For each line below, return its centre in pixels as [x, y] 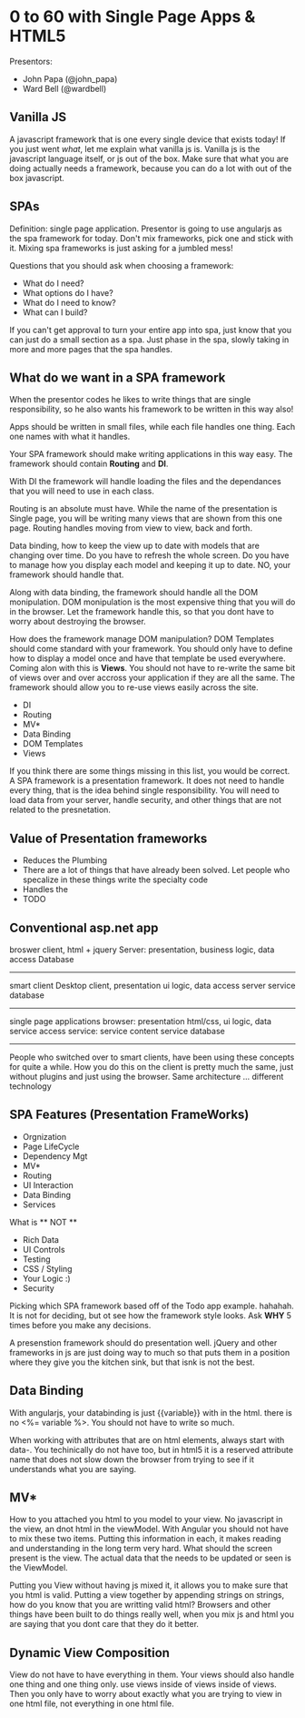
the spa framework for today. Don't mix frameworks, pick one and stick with [151, 238]
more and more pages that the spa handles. [91, 349]
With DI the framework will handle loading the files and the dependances [145, 482]
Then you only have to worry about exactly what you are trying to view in [146, 1694]
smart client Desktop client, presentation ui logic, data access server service [152, 986]
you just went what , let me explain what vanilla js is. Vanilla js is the [135, 148]
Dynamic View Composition [90, 1653]
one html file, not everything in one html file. [92, 1703]
